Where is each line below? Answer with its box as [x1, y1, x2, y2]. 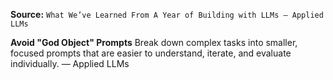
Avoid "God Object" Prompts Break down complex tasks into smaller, [10, 37, 298, 48]
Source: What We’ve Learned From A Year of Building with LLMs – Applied [10, 9, 324, 20]
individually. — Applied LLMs [10, 58, 130, 69]
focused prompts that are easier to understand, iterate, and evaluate [10, 47, 292, 59]
